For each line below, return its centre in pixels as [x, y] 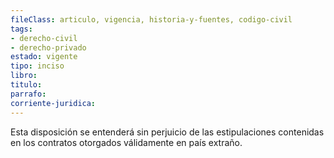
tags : [21, 29]
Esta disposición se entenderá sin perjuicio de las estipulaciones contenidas [167, 132]
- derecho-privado [48, 47]
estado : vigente [44, 57]
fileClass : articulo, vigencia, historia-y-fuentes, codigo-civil [151, 19]
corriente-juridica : [53, 103]
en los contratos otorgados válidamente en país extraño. [126, 142]
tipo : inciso [37, 66]
